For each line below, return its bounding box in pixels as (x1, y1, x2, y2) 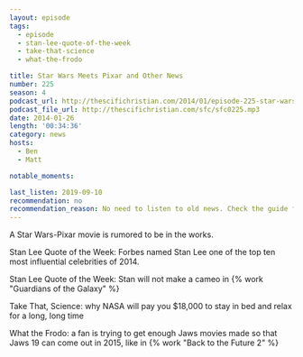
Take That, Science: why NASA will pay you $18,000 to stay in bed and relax (9, 301, 293, 312)
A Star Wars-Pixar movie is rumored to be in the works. (9, 229, 214, 240)
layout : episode (9, 13, 70, 23)
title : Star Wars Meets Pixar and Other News (9, 71, 183, 81)
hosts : (9, 139, 34, 148)
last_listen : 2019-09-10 (9, 188, 103, 197)
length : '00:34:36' (9, 122, 83, 131)
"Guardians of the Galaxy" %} (9, 283, 120, 294)
